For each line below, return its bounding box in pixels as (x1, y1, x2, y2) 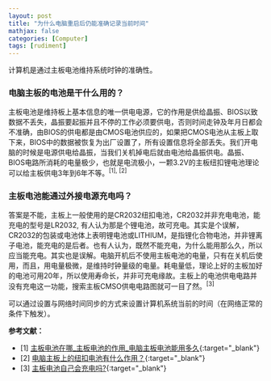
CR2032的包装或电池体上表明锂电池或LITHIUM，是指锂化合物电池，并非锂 (8, 231, 256, 240)
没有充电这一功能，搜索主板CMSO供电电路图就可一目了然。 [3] (8, 280, 215, 291)
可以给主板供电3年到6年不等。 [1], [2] (8, 167, 127, 178)
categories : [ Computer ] (8, 34, 89, 43)
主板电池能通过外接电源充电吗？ (8, 191, 133, 201)
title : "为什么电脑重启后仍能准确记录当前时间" (8, 19, 149, 28)
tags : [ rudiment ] (8, 42, 67, 50)
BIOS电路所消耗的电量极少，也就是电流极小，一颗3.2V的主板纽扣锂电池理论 (8, 158, 260, 167)
